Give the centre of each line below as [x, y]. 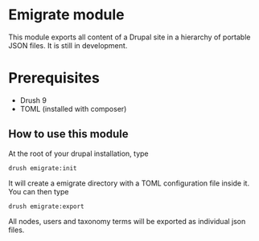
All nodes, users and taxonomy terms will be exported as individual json [127, 221]
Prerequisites [54, 78]
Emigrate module [66, 15]
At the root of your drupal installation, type [78, 153]
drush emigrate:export [46, 206]
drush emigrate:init [43, 168]
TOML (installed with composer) [73, 108]
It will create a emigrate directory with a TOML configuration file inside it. [129, 183]
